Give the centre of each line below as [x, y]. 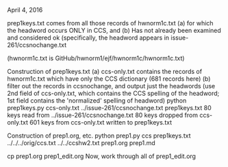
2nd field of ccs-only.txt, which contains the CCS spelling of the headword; [113, 93]
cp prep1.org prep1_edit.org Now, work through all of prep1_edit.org [102, 156]
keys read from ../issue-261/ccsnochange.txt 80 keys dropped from [103, 115]
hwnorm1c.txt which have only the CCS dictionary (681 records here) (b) [109, 79]
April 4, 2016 [25, 10]
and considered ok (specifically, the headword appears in [88, 38]
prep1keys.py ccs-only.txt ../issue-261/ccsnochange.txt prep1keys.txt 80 [109, 108]
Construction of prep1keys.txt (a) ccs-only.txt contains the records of [105, 72]
